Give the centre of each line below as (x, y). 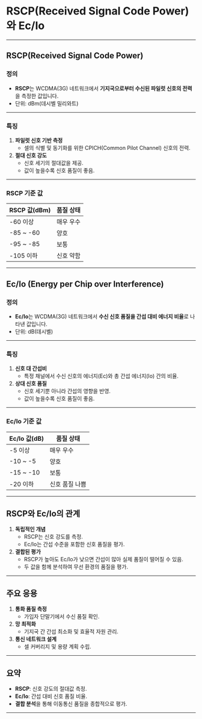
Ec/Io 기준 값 (24, 422)
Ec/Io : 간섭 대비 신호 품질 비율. (51, 696)
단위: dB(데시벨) (34, 331)
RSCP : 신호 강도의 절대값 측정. (51, 688)
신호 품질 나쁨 (68, 484)
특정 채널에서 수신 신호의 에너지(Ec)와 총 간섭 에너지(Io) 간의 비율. (101, 376)
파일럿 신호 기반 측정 (39, 140)
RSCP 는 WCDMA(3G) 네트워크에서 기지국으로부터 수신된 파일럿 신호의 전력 (103, 88)
